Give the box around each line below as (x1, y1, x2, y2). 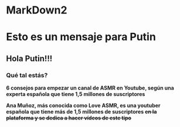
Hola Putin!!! (6, 53, 53, 63)
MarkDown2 (6, 4, 67, 17)
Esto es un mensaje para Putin (6, 30, 157, 44)
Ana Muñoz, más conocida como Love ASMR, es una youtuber (6, 102, 161, 109)
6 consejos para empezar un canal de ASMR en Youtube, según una (6, 84, 174, 91)
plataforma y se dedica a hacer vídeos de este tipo (6, 115, 132, 122)
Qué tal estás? (6, 71, 48, 79)
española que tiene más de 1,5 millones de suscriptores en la (6, 108, 157, 115)
